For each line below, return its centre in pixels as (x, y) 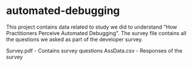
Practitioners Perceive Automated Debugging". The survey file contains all (96, 33)
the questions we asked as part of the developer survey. (75, 39)
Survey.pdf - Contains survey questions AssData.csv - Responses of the (94, 50)
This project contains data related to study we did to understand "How (92, 27)
